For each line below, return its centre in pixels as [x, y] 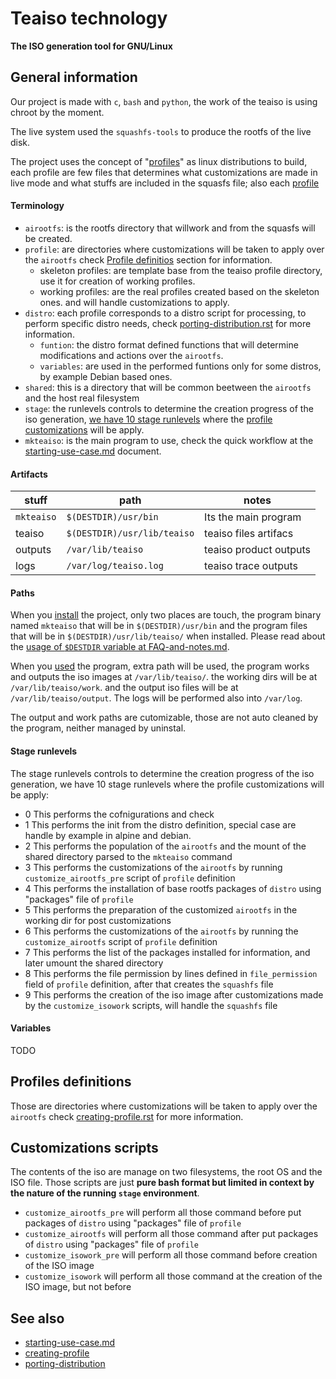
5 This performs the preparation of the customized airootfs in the [161, 909]
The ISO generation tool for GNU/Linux [91, 46]
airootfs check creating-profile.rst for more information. [127, 1116]
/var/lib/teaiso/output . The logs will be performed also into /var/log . [156, 698]
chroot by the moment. [57, 112]
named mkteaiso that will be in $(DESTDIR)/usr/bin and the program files [159, 626]
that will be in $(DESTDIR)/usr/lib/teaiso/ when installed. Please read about [168, 636]
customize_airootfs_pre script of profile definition [130, 878]
